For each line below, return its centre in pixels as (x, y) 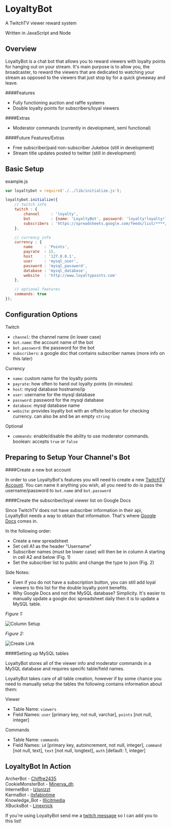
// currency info (33, 238)
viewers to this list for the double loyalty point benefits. (70, 587)
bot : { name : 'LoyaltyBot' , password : (74, 219)
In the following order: (28, 531)
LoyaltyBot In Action (38, 766)
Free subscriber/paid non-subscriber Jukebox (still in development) (83, 147)
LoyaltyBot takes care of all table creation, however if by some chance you (83, 678)
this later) (23, 358)
